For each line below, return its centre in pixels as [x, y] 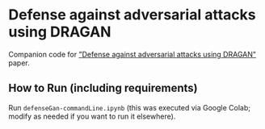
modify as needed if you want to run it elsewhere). [92, 116]
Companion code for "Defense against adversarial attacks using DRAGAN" [132, 54]
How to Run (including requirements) [103, 88]
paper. [19, 63]
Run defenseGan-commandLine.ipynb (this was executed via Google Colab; [129, 107]
